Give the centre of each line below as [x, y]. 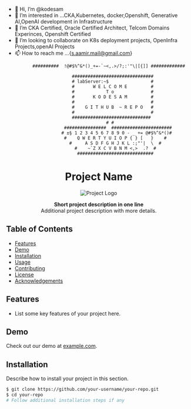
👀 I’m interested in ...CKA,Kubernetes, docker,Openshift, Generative [96, 15]
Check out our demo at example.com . [52, 346]
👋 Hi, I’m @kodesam [39, 9]
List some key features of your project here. [68, 313]
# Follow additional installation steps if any [66, 400]
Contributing [30, 268]
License [24, 274]
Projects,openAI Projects [45, 46]
